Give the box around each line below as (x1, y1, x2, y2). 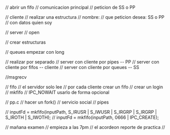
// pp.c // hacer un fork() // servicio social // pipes (5, 99, 109, 105)
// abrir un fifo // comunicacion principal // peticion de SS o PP (5, 5, 135, 10)
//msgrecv (5, 74, 27, 80)
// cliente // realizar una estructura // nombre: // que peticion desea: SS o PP (5, 14, 165, 20)
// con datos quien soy (5, 20, 52, 25)
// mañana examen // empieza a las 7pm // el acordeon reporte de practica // (5, 124, 165, 130)
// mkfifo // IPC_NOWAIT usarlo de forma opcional (5, 89, 110, 95)
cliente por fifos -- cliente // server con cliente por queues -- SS (5, 64, 140, 70)
